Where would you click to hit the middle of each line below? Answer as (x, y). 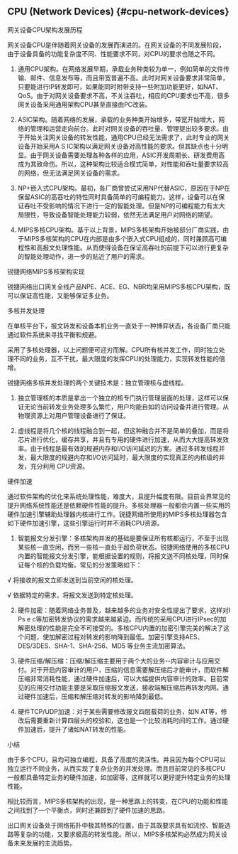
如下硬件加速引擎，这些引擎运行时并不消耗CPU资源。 (85, 523)
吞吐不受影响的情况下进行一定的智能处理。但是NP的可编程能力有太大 (124, 206)
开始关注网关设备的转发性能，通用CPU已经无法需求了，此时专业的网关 (127, 137)
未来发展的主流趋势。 (44, 843)
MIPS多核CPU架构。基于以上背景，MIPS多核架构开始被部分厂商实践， (120, 230)
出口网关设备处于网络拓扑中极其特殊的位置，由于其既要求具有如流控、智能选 (119, 825)
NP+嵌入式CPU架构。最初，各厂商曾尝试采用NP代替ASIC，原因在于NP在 (124, 188)
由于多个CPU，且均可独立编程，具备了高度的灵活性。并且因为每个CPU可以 (117, 759)
